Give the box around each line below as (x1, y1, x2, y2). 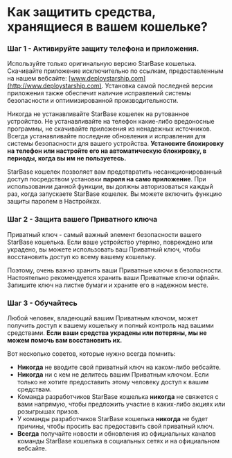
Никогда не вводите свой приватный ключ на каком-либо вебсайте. (17, 363, 222, 372)
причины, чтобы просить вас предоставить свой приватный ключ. (17, 422, 215, 431)
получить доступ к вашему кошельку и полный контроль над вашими (7, 321, 215, 330)
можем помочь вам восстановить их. (7, 336, 123, 345)
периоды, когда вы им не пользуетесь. (7, 154, 127, 163)
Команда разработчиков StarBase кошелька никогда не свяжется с (17, 393, 220, 401)
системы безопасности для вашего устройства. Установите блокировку (7, 140, 224, 148)
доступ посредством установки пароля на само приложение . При (7, 175, 206, 183)
